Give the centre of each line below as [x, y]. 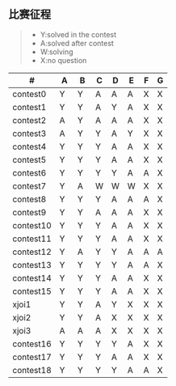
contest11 [32, 239]
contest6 [29, 172]
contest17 [32, 357]
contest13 [32, 265]
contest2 [29, 120]
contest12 [32, 252]
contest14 [32, 278]
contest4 [29, 146]
